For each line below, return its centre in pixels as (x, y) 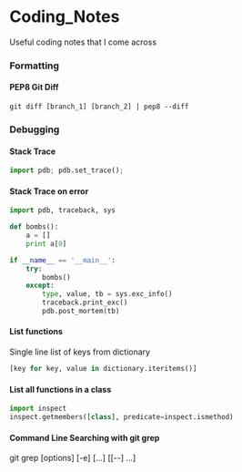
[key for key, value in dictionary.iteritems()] (103, 369)
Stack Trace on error (49, 191)
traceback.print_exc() (85, 303)
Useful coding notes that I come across (83, 42)
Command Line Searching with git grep (85, 437)
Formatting (35, 66)
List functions (36, 332)
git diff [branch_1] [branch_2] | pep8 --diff (99, 107)
